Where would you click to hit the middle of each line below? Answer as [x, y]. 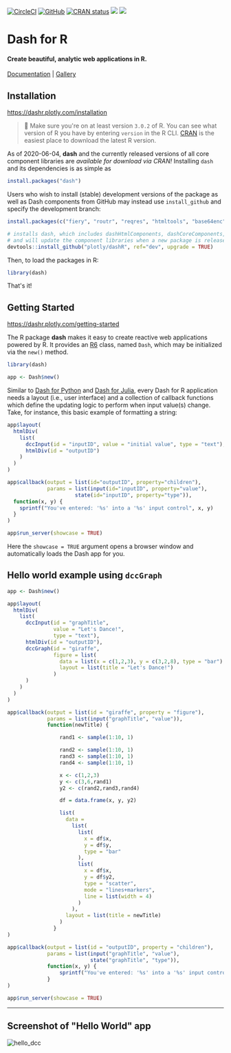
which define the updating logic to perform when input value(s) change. [109, 405]
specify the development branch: [54, 209]
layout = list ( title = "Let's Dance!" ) [117, 668]
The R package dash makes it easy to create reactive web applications [107, 337]
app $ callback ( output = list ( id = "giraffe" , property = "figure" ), [106, 712]
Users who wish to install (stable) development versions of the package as [113, 194]
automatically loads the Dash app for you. [66, 554]
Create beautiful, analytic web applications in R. [77, 59]
